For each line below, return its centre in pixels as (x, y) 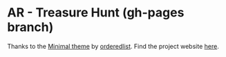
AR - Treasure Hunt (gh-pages (96, 13)
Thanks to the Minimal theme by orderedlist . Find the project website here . (113, 46)
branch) (30, 27)
